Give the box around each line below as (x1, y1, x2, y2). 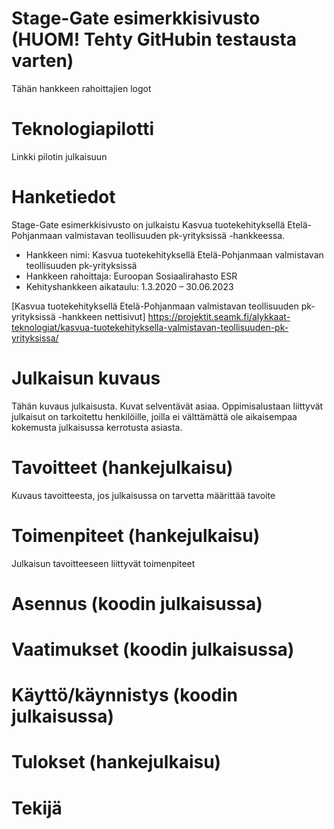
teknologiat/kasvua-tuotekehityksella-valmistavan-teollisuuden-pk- (11, 321, 289, 333)
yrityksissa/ (11, 332, 59, 344)
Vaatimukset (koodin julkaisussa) (11, 638, 295, 661)
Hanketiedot (11, 186, 116, 209)
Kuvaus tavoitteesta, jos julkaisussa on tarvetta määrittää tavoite (11, 489, 276, 501)
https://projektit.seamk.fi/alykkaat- (147, 310, 291, 322)
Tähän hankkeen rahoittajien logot (11, 82, 152, 94)
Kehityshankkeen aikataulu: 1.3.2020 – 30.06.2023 (25, 280, 234, 292)
